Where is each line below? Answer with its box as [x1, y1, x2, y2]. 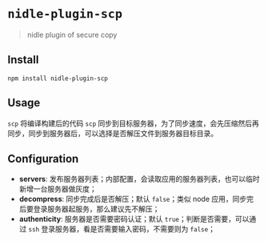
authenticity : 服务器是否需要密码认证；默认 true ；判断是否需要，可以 [18, 215, 250, 224]
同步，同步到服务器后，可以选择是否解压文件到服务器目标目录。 [7, 128, 218, 138]
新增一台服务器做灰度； [18, 184, 97, 194]
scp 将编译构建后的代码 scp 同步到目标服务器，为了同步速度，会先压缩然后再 [7, 118, 259, 128]
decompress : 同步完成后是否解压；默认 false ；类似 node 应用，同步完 [18, 195, 254, 204]
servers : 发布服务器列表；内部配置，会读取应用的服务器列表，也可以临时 [18, 175, 260, 184]
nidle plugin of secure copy [26, 30, 118, 39]
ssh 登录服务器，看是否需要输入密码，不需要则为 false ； [28, 224, 215, 234]
